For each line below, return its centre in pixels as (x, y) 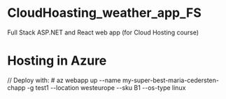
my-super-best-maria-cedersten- (170, 80)
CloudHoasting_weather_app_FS (104, 13)
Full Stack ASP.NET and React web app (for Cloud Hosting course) (103, 32)
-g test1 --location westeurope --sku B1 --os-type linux (106, 87)
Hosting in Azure (57, 61)
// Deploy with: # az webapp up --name (64, 80)
